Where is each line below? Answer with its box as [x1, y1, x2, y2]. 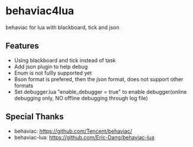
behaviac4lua [5, 4, 75, 18]
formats [14, 82, 34, 89]
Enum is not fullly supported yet [14, 69, 92, 76]
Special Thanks [5, 111, 64, 122]
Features [5, 41, 39, 51]
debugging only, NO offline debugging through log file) [14, 94, 149, 101]
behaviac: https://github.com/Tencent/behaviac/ [14, 127, 133, 135]
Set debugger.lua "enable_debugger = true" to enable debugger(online [14, 88, 187, 95]
